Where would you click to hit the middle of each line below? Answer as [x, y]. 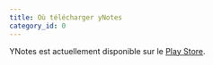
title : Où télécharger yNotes [66, 17]
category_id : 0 [38, 26]
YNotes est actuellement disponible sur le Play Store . [107, 51]
